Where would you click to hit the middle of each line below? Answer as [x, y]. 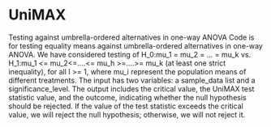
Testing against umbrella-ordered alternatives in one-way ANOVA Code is [131, 37]
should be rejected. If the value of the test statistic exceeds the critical [126, 106]
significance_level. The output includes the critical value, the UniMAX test [131, 89]
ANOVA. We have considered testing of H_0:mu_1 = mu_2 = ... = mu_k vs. [130, 54]
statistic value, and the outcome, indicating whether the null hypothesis [127, 97]
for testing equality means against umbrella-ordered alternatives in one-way [136, 45]
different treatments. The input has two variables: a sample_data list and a [132, 80]
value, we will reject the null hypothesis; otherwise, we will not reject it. [127, 114]
